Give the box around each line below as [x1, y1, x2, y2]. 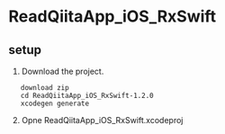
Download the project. [21, 66, 104, 76]
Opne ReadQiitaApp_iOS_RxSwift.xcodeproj [21, 115, 184, 125]
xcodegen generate [20, 99, 90, 108]
